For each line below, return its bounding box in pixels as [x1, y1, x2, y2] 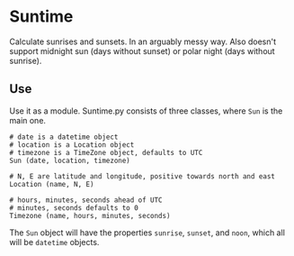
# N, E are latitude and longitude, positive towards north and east [9, 171, 276, 181]
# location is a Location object [9, 140, 135, 150]
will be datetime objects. [9, 236, 100, 247]
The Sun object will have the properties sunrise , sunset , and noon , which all [9, 227, 286, 238]
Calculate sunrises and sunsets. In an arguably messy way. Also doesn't [9, 36, 277, 47]
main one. [9, 114, 47, 125]
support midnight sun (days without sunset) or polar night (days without [9, 45, 276, 56]
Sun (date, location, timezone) [9, 156, 130, 165]
